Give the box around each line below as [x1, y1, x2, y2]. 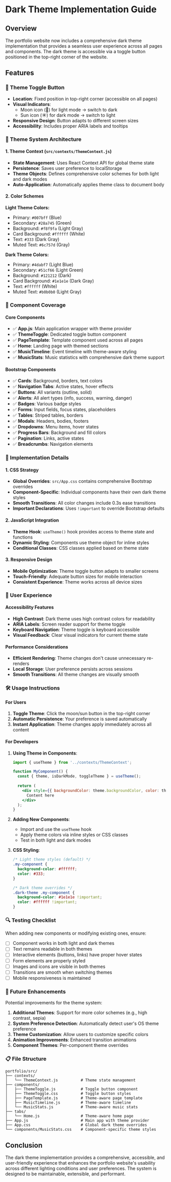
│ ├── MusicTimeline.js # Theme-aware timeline [5, 1100, 131, 1105]
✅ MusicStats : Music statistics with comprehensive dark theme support [12, 354, 165, 360]
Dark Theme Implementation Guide [5, 4, 157, 15]
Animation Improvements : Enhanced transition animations [12, 1037, 137, 1043]
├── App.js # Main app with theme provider [5, 1118, 150, 1123]
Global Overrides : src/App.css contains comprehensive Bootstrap [12, 478, 152, 484]
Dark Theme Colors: [5, 252, 49, 258]
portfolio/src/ [5, 1069, 38, 1074]
